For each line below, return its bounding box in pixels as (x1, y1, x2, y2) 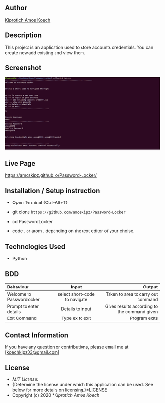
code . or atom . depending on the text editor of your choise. (12, 228, 135, 234)
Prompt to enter (7, 303, 39, 309)
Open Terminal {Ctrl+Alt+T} (12, 200, 68, 205)
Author (5, 4, 27, 12)
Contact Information (5, 331, 69, 340)
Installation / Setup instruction (5, 186, 100, 195)
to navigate (65, 296, 88, 302)
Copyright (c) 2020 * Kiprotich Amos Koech (12, 392, 100, 398)
